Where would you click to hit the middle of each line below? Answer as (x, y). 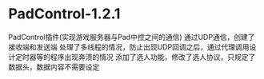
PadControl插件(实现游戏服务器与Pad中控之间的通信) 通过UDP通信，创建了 (132, 37)
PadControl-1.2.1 (64, 14)
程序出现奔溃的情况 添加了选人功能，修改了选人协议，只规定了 (153, 57)
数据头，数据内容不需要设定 (54, 67)
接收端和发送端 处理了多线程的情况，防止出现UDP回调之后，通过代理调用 (129, 47)
